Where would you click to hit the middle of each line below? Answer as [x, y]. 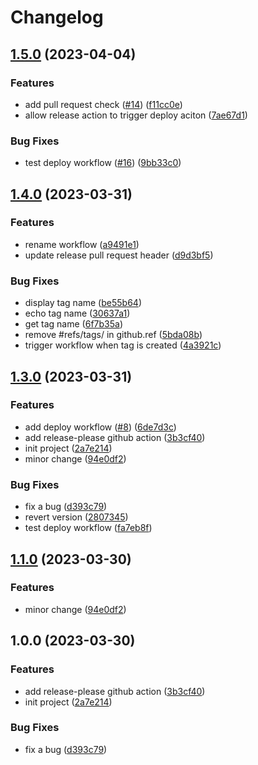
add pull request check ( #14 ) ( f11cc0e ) [103, 104]
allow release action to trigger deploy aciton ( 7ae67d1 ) [136, 115]
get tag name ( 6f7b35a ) [73, 324]
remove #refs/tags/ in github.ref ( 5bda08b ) [113, 335]
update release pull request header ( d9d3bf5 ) [119, 255]
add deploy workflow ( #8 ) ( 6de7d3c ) [100, 427]
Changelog [57, 17]
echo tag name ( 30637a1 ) [77, 313]
